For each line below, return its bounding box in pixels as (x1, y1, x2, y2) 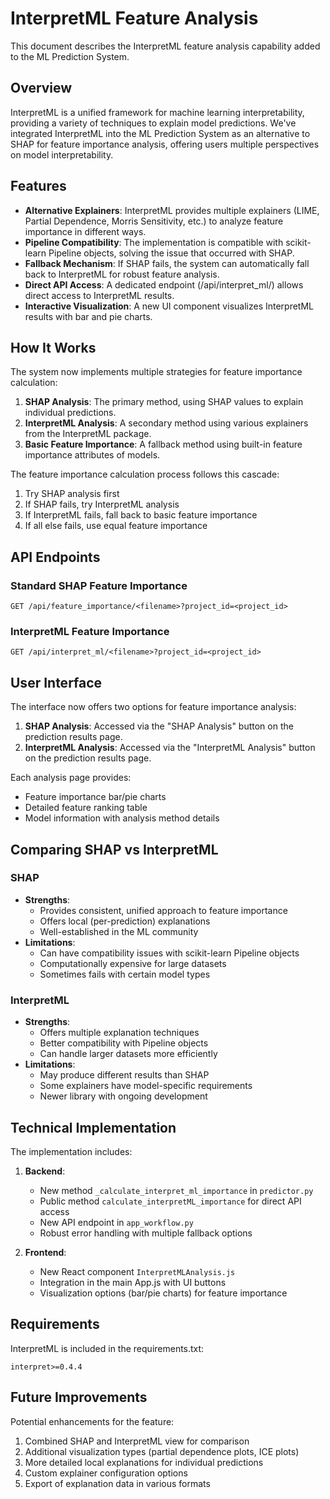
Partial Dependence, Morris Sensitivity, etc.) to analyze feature (24, 215, 284, 227)
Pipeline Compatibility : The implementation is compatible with (24, 236, 284, 248)
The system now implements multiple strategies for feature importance (10, 366, 303, 378)
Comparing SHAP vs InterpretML (10, 841, 219, 858)
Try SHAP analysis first (24, 488, 120, 500)
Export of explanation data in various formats (24, 1477, 211, 1489)
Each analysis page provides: (10, 772, 132, 784)
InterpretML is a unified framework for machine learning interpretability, (10, 106, 305, 118)
